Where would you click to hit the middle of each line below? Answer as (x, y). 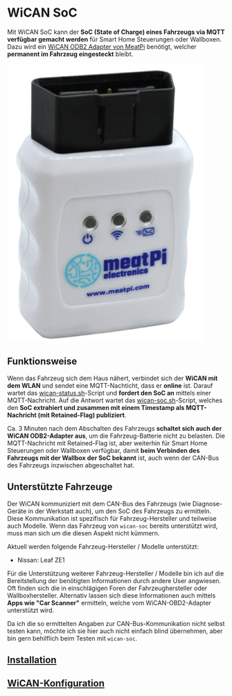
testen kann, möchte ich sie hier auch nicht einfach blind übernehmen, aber (115, 631)
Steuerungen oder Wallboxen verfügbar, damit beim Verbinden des (104, 450)
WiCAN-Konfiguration (56, 684)
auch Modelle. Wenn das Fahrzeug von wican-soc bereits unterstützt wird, (113, 526)
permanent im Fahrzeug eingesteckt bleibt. (70, 54)
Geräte (17, 511)
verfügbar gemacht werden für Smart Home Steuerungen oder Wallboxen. (114, 39)
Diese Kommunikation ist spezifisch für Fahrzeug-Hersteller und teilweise (112, 518)
